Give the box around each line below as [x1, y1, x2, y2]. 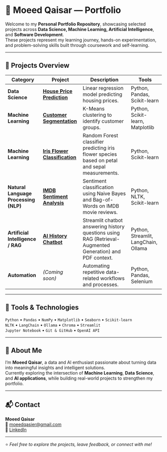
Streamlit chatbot [83, 217, 123, 224]
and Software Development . [5, 31, 64, 37]
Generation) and [83, 248, 121, 255]
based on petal [83, 157, 118, 164]
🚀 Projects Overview [5, 61, 70, 70]
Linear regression [83, 84, 124, 91]
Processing [7, 196, 35, 203]
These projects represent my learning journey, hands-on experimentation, [5, 37, 157, 43]
